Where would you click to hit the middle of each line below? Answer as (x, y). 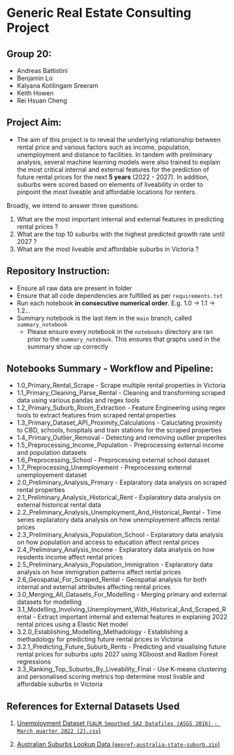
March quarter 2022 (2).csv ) (59, 731)
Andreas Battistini (42, 71)
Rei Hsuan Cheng (42, 101)
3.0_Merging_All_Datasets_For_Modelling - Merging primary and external (122, 595)
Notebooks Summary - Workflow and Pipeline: (110, 369)
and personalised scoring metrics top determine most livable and (110, 677)
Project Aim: (34, 123)
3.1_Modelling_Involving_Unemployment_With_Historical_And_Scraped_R (121, 609)
